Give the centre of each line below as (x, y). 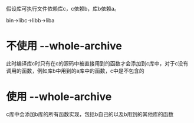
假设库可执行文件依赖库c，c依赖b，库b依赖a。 (63, 9)
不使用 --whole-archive (64, 46)
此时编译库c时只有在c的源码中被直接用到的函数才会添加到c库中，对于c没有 (97, 63)
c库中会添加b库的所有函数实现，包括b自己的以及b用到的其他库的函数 (90, 114)
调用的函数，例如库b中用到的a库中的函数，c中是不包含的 (75, 71)
